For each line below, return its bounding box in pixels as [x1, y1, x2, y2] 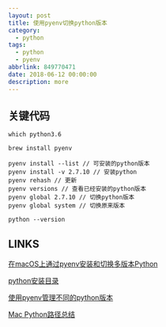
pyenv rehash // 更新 [8, 177, 77, 184]
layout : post [8, 11, 51, 20]
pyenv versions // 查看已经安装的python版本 [8, 185, 146, 193]
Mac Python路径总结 [8, 310, 75, 319]
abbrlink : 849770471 [8, 63, 77, 71]
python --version [8, 215, 66, 224]
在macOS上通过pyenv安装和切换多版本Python [8, 259, 158, 269]
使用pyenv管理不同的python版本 [8, 293, 113, 302]
